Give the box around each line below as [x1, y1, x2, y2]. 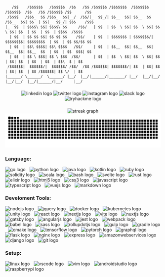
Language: [5, 155, 32, 162]
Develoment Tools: [5, 194, 51, 201]
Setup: [5, 250, 22, 257]
